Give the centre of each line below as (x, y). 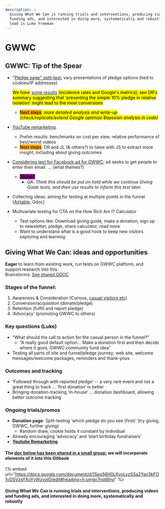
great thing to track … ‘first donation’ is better (58, 386)
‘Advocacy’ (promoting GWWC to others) (54, 314)
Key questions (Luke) (31, 326)
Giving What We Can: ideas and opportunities (77, 252)
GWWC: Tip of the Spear (43, 66)
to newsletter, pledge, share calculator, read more (70, 226)
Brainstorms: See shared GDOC (37, 275)
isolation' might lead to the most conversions (57, 103)
